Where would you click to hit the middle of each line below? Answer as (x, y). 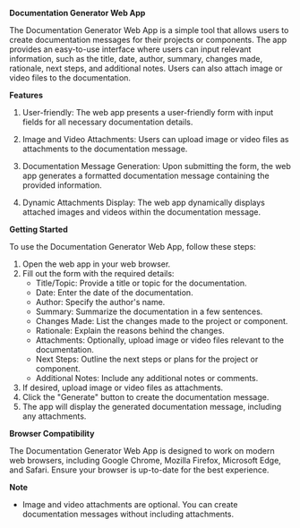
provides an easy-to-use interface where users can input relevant (130, 49)
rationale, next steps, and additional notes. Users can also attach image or (146, 68)
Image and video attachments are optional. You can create (130, 504)
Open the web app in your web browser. (96, 264)
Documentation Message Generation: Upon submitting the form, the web (156, 166)
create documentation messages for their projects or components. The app (148, 40)
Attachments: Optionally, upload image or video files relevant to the (160, 340)
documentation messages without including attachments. (128, 514)
